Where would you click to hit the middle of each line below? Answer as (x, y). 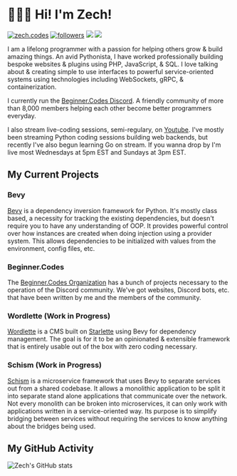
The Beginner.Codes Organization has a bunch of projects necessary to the (118, 282)
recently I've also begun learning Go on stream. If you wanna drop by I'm (114, 145)
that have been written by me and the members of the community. (104, 297)
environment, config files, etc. (51, 248)
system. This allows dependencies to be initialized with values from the (112, 241)
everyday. (22, 115)
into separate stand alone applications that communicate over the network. (117, 395)
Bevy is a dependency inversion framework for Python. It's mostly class (112, 210)
